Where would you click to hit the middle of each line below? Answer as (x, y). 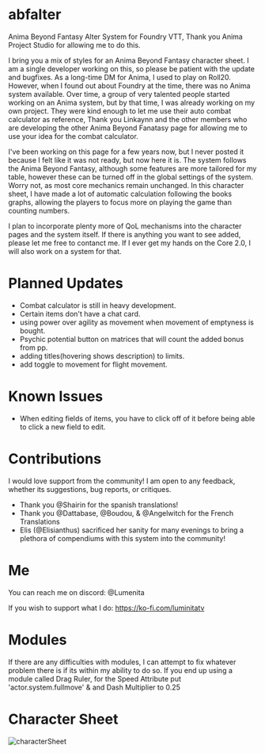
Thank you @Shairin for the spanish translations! (99, 505)
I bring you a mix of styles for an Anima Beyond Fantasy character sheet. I (129, 60)
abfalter (35, 15)
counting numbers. (39, 210)
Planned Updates (66, 284)
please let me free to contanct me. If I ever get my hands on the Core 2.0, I (130, 243)
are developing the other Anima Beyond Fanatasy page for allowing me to (128, 128)
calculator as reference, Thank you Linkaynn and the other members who (128, 119)
